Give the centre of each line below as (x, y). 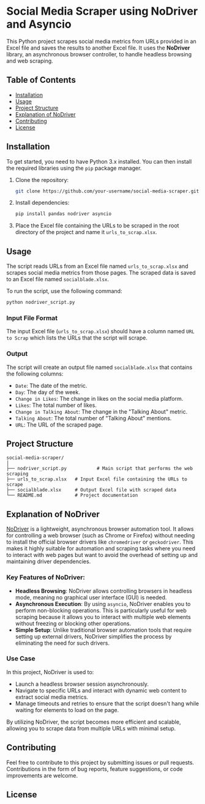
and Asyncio (39, 24)
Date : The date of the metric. (51, 385)
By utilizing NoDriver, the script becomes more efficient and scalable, (94, 722)
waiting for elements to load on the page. (67, 710)
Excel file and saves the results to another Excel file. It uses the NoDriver (98, 48)
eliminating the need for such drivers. (62, 643)
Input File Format (32, 318)
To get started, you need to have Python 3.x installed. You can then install (99, 161)
